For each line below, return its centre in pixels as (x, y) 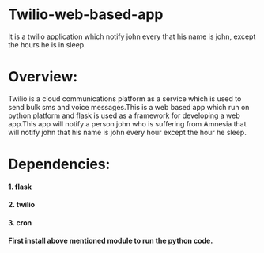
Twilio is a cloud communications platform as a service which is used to (125, 98)
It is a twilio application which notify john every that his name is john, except (132, 36)
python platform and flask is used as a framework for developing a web (124, 115)
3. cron (20, 222)
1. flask (20, 187)
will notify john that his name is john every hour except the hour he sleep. (127, 132)
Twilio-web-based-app (86, 15)
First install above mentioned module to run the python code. (111, 241)
